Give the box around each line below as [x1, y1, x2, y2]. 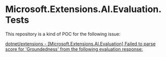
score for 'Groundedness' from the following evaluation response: [5, 46, 143, 52]
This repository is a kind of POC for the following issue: [5, 31, 121, 37]
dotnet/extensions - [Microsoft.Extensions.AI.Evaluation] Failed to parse [5, 40, 156, 46]
